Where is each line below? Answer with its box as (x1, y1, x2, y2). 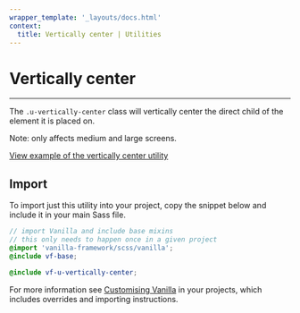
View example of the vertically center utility (9, 150, 169, 161)
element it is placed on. (9, 115, 96, 126)
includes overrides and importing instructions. (9, 293, 179, 304)
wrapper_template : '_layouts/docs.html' (9, 13, 162, 22)
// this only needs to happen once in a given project (9, 235, 218, 244)
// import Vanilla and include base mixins (9, 227, 174, 236)
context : (9, 21, 42, 30)
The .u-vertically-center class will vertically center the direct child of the (9, 106, 284, 117)
